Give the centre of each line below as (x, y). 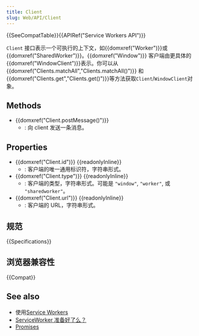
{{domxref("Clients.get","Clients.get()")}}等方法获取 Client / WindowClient (97, 78)
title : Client (24, 12)
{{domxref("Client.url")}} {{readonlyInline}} (69, 198)
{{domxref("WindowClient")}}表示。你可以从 (62, 63)
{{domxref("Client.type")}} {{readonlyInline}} (72, 176)
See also (23, 297)
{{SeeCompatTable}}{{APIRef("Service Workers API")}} (76, 35)
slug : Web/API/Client (34, 18)
